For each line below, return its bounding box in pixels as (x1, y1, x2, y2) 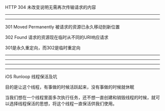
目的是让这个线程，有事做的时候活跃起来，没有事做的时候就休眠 (5, 84, 134, 90)
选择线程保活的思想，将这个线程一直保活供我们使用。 (9, 101, 117, 107)
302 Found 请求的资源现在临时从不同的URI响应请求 (5, 34, 109, 40)
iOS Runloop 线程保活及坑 (5, 74, 57, 80)
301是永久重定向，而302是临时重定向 (5, 45, 81, 51)
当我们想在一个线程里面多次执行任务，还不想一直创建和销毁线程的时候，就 (5, 95, 156, 100)
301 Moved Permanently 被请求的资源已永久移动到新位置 (5, 24, 120, 29)
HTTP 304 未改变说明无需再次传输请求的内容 (5, 4, 96, 10)
